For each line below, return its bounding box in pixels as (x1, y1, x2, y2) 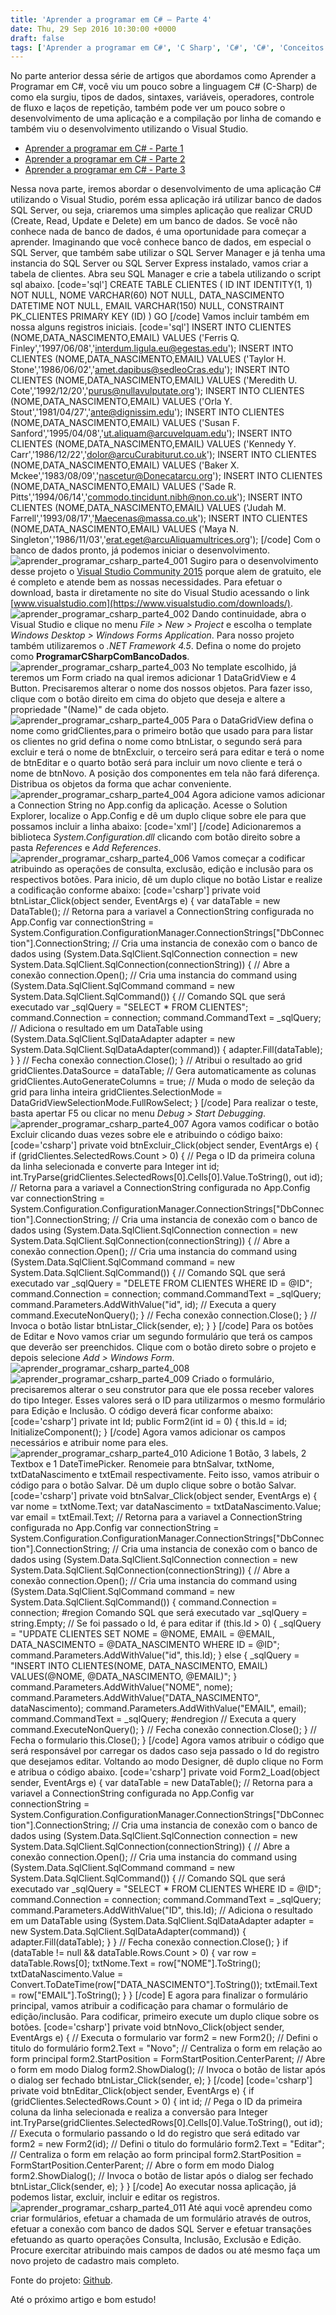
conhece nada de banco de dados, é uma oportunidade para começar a (10, 226, 307, 238)
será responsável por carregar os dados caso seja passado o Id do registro (10, 1745, 320, 1757)
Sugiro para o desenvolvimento (189, 555, 319, 567)
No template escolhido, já (191, 661, 297, 673)
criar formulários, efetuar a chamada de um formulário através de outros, (10, 2212, 312, 2225)
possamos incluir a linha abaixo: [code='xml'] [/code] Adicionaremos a (10, 821, 302, 833)
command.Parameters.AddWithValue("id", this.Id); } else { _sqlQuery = (10, 1649, 300, 1661)
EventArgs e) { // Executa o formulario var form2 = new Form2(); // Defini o (10, 2032, 318, 2044)
